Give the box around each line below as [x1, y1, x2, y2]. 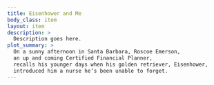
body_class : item [7, 16, 57, 23]
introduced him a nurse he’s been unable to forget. [13, 67, 168, 74]
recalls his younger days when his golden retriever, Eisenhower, [13, 61, 208, 68]
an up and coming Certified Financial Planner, [13, 55, 153, 62]
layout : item [7, 23, 45, 29]
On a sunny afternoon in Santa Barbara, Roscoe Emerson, [13, 49, 181, 56]
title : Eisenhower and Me [7, 10, 81, 17]
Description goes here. [13, 36, 81, 42]
